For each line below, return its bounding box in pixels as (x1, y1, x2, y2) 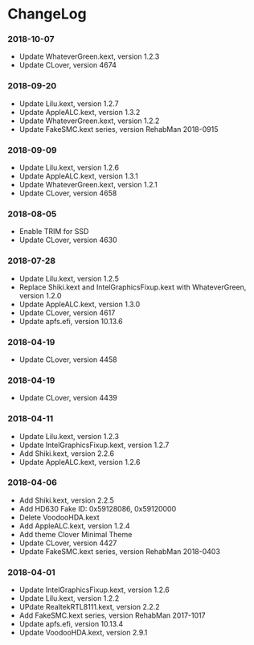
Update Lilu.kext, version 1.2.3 (18, 431, 120, 441)
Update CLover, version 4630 (18, 235, 117, 245)
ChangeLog (7, 5, 87, 23)
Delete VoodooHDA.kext (18, 512, 100, 522)
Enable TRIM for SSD (18, 227, 89, 236)
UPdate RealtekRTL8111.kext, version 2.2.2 (18, 602, 160, 612)
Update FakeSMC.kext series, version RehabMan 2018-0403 (18, 546, 220, 556)
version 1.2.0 (18, 290, 62, 300)
